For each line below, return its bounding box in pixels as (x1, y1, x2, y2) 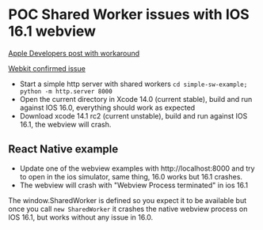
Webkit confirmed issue (8, 63, 86, 73)
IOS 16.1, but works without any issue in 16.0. (8, 212, 154, 222)
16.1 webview (8, 22, 97, 40)
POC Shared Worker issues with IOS (8, 6, 250, 24)
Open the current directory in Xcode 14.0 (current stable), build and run (19, 94, 253, 104)
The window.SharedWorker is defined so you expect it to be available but (8, 195, 247, 205)
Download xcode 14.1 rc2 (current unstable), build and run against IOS (19, 111, 248, 120)
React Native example (8, 142, 119, 156)
